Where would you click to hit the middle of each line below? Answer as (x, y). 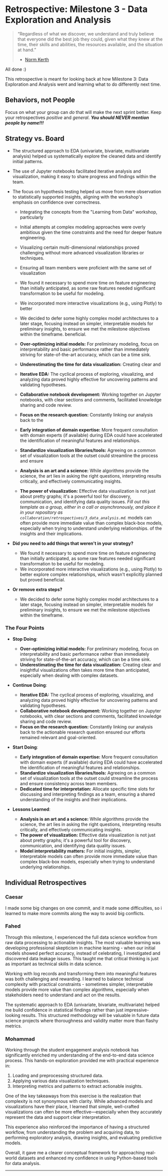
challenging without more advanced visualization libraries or (82, 252)
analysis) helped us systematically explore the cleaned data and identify (87, 156)
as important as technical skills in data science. (54, 964)
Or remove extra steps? (37, 589)
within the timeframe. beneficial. (53, 334)
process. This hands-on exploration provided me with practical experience (82, 1061)
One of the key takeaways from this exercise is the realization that (73, 1096)
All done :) (16, 69)
